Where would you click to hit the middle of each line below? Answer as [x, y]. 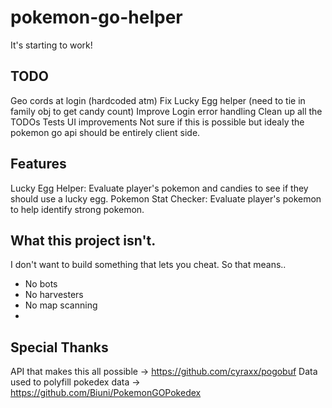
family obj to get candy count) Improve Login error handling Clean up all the [166, 111]
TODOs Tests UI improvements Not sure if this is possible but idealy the [157, 122]
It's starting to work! [51, 45]
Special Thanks [59, 347]
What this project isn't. [83, 240]
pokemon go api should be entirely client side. [105, 132]
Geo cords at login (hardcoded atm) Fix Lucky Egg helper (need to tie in [158, 100]
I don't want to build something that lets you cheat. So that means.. [148, 265]
